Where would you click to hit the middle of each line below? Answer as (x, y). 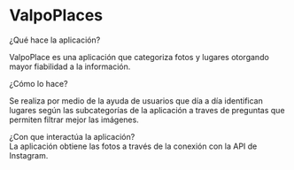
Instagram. (29, 155)
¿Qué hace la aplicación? (55, 40)
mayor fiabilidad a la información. (70, 66)
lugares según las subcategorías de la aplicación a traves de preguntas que (147, 110)
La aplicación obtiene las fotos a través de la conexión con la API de (133, 146)
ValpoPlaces (56, 15)
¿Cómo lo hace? (39, 83)
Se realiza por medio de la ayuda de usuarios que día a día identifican (136, 100)
